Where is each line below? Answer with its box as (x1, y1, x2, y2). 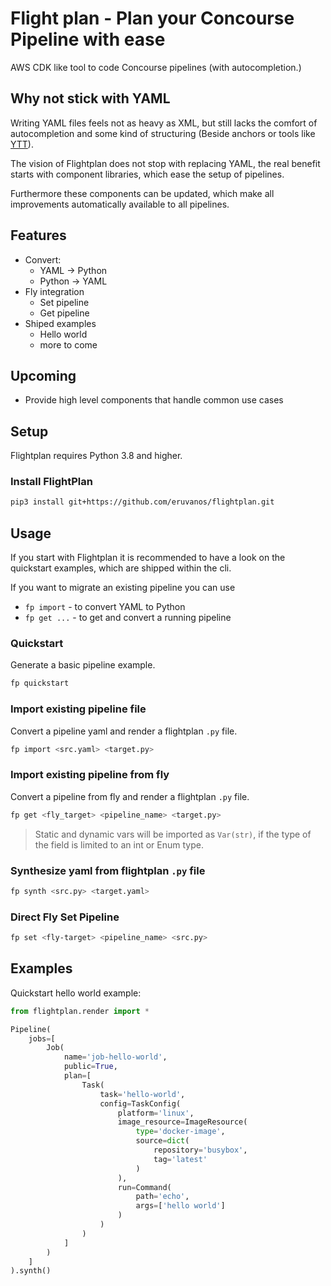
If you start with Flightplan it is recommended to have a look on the (10, 552, 286, 564)
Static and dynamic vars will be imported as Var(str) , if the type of (34, 828, 312, 840)
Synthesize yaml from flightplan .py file (10, 863, 206, 877)
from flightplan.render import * (10, 1006, 150, 1016)
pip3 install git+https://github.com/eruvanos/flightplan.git (10, 497, 275, 507)
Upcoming (10, 367, 77, 384)
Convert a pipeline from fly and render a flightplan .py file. (10, 790, 250, 802)
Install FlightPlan (10, 475, 93, 489)
